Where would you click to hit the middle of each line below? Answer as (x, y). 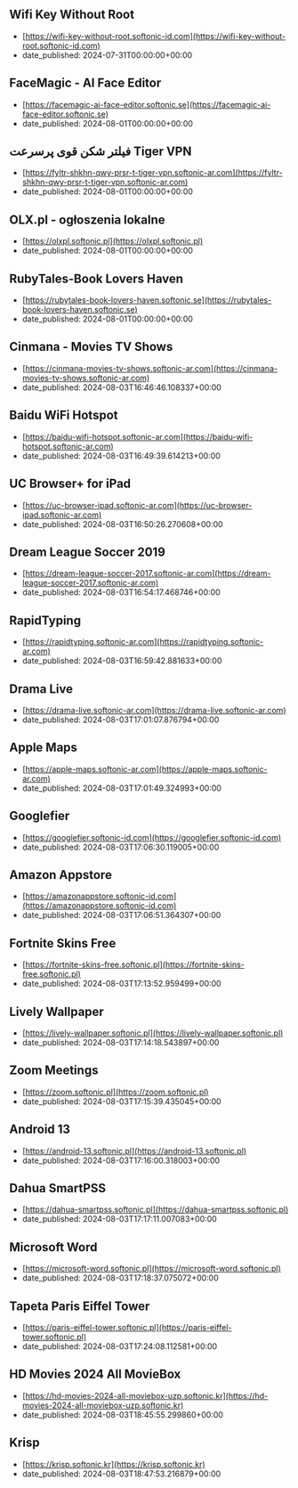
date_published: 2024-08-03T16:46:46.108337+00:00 (122, 387)
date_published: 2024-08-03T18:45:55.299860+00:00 (123, 1414)
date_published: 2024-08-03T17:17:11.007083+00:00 (120, 1219)
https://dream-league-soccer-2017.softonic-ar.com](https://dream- (148, 573)
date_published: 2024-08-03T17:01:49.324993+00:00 (122, 788)
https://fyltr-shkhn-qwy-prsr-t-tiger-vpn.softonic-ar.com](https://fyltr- (154, 173)
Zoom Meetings (54, 1071)
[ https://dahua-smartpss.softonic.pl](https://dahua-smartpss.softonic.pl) (155, 1209)
